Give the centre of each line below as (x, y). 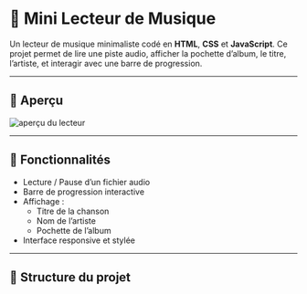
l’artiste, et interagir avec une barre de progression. (106, 63)
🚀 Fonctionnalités (60, 160)
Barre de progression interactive (83, 192)
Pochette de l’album (74, 230)
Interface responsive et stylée (79, 240)
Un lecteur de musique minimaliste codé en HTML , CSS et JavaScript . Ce (148, 44)
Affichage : (43, 201)
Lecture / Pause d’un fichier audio (86, 182)
